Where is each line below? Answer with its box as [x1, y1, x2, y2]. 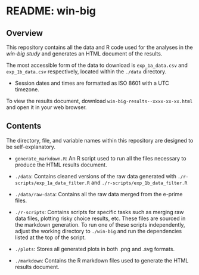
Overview [6, 28, 43, 38]
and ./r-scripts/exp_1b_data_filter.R [91, 179, 188, 186]
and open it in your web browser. [6, 104, 88, 111]
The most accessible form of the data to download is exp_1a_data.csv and [6, 61, 188, 69]
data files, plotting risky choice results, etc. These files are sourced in [14, 215, 186, 222]
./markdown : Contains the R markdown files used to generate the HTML [14, 257, 189, 264]
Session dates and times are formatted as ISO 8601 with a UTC [14, 79, 170, 86]
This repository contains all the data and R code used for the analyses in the [6, 44, 193, 51]
